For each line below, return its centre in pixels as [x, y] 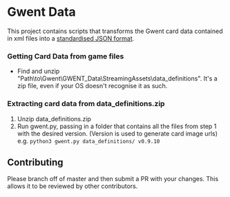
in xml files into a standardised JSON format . [71, 38]
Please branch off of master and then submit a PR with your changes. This [113, 179]
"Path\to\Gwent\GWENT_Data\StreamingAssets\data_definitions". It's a [117, 79]
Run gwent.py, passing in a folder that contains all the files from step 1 [117, 126]
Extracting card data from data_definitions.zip [86, 104]
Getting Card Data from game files [66, 56]
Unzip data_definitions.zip [54, 118]
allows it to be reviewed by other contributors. [73, 186]
